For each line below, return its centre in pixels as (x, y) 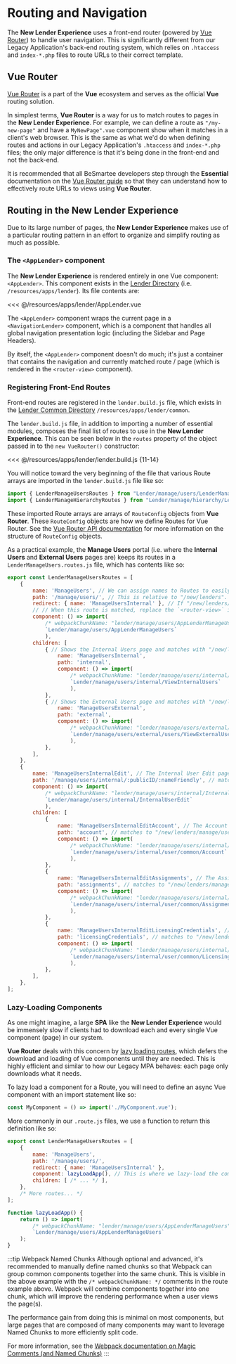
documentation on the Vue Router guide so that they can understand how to (117, 181)
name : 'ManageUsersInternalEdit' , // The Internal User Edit (124, 774)
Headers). (22, 340)
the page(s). (25, 1304)
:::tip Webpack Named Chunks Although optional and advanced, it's (105, 1259)
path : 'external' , (84, 715)
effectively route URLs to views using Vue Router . (80, 188)
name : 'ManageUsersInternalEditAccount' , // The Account (143, 826)
